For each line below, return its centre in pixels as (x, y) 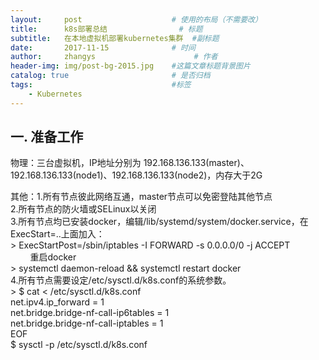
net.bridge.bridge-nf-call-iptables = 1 (87, 323)
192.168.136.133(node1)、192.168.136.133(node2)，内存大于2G (136, 175)
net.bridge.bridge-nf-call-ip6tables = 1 (90, 313)
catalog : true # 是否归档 (110, 76)
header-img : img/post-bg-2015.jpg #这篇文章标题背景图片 (130, 66)
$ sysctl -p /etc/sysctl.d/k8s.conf (79, 345)
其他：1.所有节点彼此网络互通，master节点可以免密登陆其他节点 (141, 197)
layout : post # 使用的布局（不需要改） (136, 19)
